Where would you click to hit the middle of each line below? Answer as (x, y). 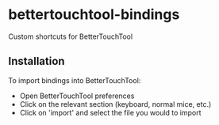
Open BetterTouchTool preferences (77, 96)
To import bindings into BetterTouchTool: (75, 80)
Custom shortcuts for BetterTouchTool (71, 36)
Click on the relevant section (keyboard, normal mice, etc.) (115, 104)
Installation (36, 61)
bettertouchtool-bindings (94, 15)
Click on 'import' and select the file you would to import (110, 112)
